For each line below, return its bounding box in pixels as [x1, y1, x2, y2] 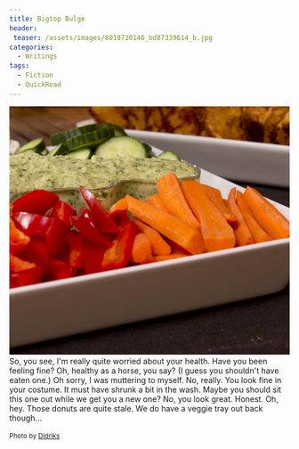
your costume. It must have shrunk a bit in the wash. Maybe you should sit [9, 384, 282, 395]
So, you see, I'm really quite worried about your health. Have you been [9, 355, 268, 366]
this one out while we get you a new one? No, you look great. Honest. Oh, [9, 393, 279, 404]
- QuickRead [17, 80, 62, 89]
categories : [9, 43, 53, 52]
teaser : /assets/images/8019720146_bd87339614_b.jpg [12, 33, 214, 42]
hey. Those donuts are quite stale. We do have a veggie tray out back [9, 403, 263, 413]
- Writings [17, 52, 58, 61]
